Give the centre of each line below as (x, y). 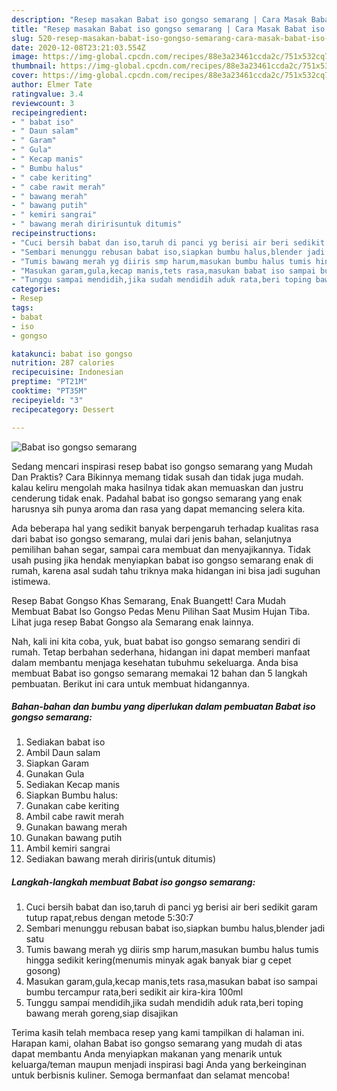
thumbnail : (34, 66)
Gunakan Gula (55, 774)
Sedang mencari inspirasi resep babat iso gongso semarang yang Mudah (162, 466)
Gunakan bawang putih (74, 838)
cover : (25, 76)
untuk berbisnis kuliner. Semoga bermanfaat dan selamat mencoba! (150, 1075)
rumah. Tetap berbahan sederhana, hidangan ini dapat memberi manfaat (161, 652)
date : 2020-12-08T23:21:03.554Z (78, 47)
